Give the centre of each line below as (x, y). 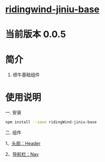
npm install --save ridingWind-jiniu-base (51, 122)
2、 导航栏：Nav (22, 154)
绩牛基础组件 (26, 75)
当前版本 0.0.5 (36, 34)
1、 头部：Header (23, 144)
